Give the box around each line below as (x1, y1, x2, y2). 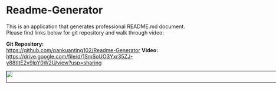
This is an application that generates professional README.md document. (6, 23, 186, 30)
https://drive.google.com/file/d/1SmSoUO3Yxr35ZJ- (6, 53, 133, 60)
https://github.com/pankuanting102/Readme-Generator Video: (6, 46, 159, 53)
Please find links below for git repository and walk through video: (6, 29, 164, 36)
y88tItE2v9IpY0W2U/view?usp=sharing (6, 59, 102, 66)
